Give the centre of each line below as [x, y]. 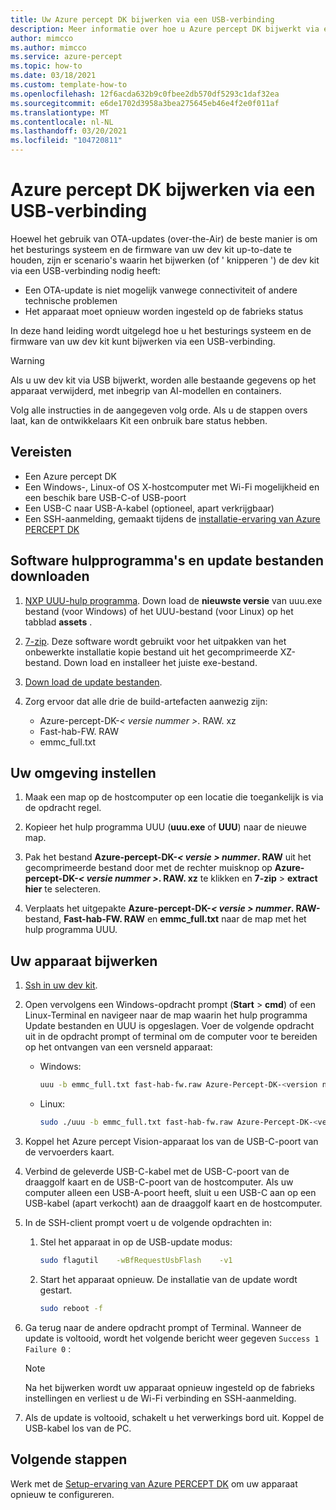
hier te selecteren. [63, 889]
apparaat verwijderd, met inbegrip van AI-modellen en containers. [146, 390]
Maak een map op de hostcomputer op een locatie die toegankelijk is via [174, 797]
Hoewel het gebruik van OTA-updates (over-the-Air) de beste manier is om [164, 238]
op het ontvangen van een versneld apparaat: [118, 1047]
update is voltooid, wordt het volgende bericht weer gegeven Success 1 [172, 1338]
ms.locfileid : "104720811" [66, 141]
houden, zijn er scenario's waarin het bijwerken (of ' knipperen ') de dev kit [165, 260]
